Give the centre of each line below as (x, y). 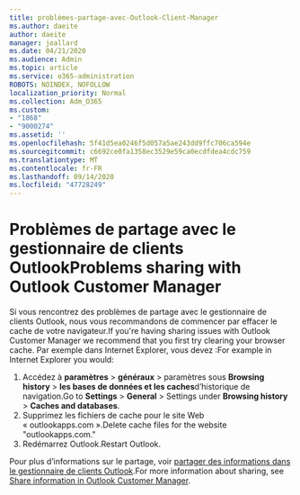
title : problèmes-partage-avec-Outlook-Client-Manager (114, 18)
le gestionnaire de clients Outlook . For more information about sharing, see (147, 471)
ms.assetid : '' (38, 135)
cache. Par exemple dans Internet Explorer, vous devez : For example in (141, 350)
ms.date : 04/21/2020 (48, 51)
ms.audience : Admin (46, 59)
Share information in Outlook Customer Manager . (100, 481)
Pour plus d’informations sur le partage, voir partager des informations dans (150, 462)
